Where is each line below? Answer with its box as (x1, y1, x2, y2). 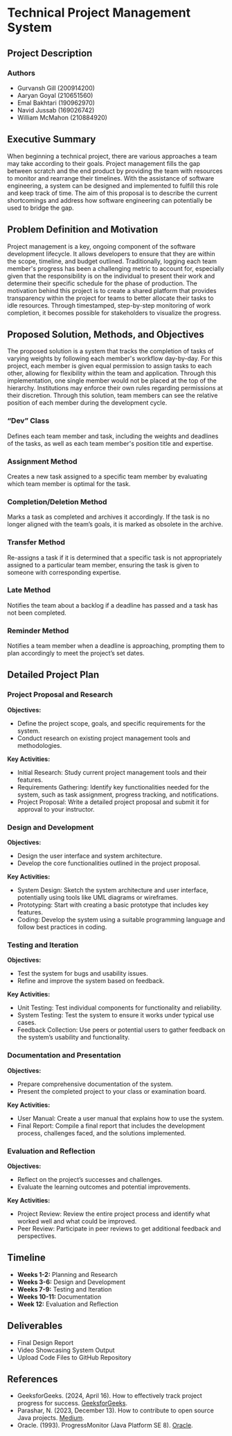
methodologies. (17, 741, 62, 749)
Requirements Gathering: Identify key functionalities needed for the (17, 783, 210, 791)
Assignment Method (7, 456, 78, 466)
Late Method (7, 585, 51, 595)
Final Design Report (17, 1338, 74, 1346)
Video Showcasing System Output (17, 1346, 116, 1354)
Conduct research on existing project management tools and (17, 734, 190, 742)
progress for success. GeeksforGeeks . (17, 1399, 128, 1408)
